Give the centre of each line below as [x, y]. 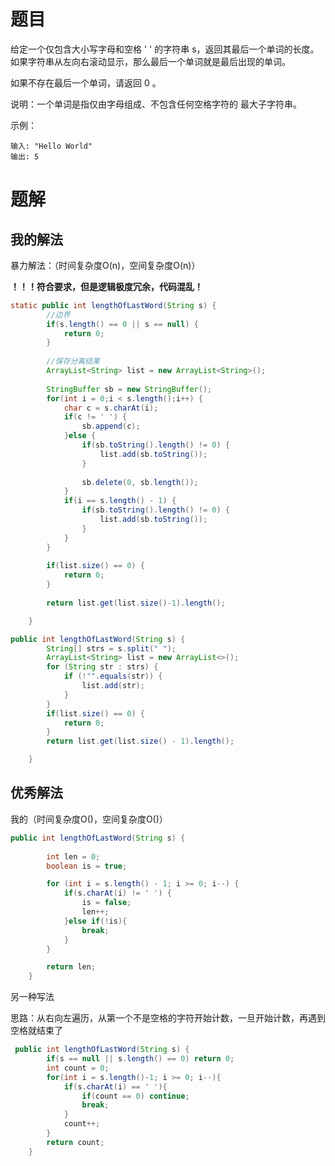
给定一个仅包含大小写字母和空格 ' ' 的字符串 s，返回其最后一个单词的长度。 [165, 49]
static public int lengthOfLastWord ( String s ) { [113, 305]
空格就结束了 [36, 1031]
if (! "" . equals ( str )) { [113, 676]
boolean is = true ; [87, 866]
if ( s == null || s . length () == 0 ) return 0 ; [140, 1059]
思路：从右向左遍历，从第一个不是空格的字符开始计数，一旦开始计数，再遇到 [168, 1018]
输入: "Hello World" [51, 146]
